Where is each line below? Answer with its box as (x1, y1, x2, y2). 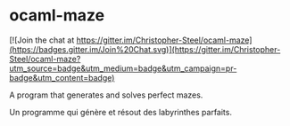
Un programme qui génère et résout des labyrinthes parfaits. (9, 106, 232, 117)
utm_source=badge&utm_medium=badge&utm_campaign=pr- (9, 63, 237, 74)
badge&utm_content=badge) (9, 72, 115, 83)
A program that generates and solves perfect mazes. (9, 90, 203, 100)
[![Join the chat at (9, 35, 75, 45)
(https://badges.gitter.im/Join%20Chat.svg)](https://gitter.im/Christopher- (9, 43, 281, 54)
